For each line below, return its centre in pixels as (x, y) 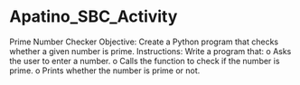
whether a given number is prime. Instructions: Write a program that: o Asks (150, 51)
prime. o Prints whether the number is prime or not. (105, 71)
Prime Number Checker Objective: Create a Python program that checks (144, 42)
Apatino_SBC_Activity (94, 17)
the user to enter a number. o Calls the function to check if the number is (145, 61)
